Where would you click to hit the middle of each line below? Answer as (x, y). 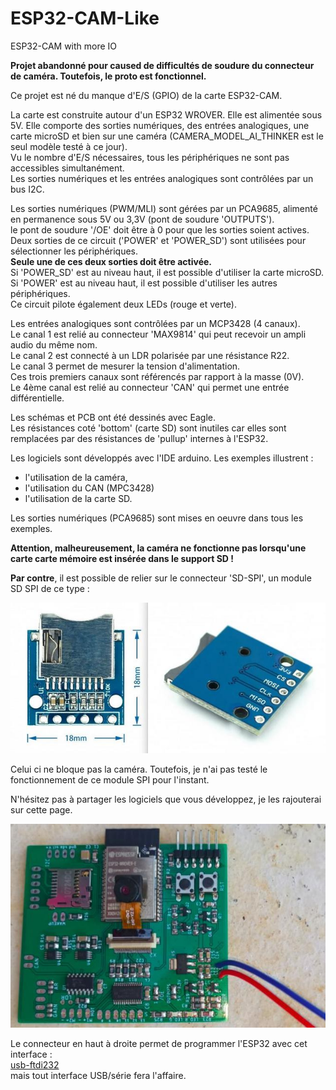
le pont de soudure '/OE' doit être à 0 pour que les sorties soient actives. (160, 229)
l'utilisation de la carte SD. (78, 498)
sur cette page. (41, 809)
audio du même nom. (54, 344)
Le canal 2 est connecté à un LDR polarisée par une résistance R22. (150, 355)
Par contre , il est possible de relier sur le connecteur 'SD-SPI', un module (161, 578)
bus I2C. (27, 189)
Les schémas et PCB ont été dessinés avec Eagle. (113, 417)
